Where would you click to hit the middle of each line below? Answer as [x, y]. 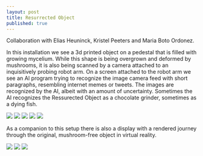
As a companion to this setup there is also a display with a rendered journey [101, 129]
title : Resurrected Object [41, 18]
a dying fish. [22, 104]
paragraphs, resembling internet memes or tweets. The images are [90, 85]
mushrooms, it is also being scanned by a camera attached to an [87, 65]
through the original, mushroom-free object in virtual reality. [81, 135]
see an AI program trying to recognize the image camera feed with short [97, 78]
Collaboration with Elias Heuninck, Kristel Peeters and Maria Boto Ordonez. [101, 41]
